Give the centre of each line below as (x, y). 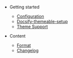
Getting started (24, 7)
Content (18, 36)
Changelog (28, 51)
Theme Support (32, 27)
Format (24, 45)
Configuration (30, 16)
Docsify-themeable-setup (42, 22)
